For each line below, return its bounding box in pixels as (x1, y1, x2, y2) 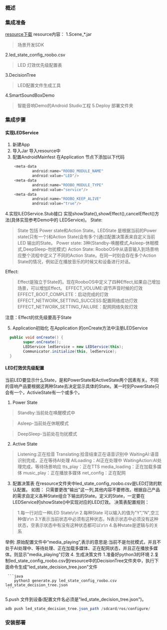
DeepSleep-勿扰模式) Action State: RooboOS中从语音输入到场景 (23, 246, 155, 252)
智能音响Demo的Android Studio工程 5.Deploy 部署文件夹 (17, 103, 134, 109)
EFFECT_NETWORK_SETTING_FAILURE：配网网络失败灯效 (17, 304, 138, 310)
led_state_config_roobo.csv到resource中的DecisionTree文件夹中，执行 (9, 557, 155, 564)
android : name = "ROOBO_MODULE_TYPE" (31, 182, 104, 187)
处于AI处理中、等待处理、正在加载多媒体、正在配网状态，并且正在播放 (5, 545, 150, 551)
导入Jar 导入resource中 (12, 148, 61, 154)
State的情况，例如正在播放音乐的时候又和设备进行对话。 (17, 259, 133, 265)
